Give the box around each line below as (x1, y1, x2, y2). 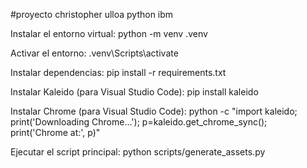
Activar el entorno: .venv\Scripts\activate (10, 47, 179, 59)
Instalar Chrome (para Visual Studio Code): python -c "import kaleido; (10, 105, 298, 117)
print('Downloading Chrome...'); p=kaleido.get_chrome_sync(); (10, 116, 268, 128)
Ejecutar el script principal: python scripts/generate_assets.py (10, 146, 266, 158)
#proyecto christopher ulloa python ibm (10, 9, 174, 20)
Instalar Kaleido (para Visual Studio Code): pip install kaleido (10, 86, 259, 98)
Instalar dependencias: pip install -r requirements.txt (10, 67, 227, 78)
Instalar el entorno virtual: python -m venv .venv (10, 28, 208, 39)
